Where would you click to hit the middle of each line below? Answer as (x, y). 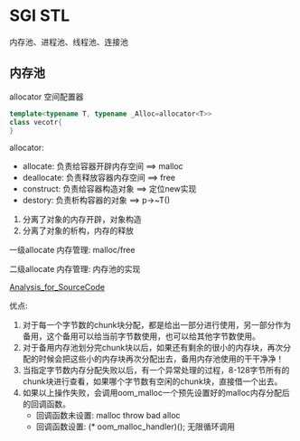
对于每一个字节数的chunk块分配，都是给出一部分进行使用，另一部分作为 (157, 325)
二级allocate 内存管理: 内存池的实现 (75, 269)
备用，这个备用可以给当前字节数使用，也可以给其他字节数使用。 (141, 336)
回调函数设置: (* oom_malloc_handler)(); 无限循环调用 (135, 427)
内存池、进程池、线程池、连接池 (69, 42)
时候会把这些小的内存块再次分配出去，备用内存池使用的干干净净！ (161, 359)
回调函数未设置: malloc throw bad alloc (108, 416)
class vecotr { (36, 122)
